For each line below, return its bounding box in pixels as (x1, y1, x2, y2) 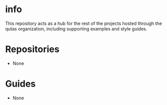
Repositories (5, 44, 60, 55)
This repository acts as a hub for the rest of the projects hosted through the (5, 20, 162, 26)
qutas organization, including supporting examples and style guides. (5, 25, 147, 31)
